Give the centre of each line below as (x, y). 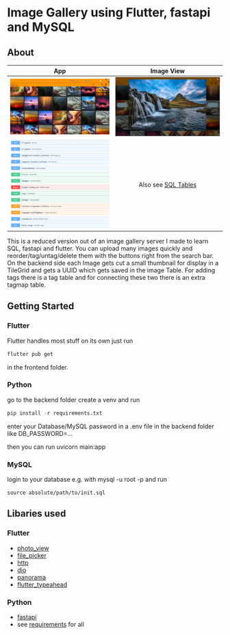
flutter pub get (30, 354)
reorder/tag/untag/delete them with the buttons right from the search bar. (111, 255)
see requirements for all (50, 624)
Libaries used (37, 514)
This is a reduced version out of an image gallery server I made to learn (108, 241)
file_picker (31, 555)
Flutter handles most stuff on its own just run (70, 341)
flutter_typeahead (42, 584)
